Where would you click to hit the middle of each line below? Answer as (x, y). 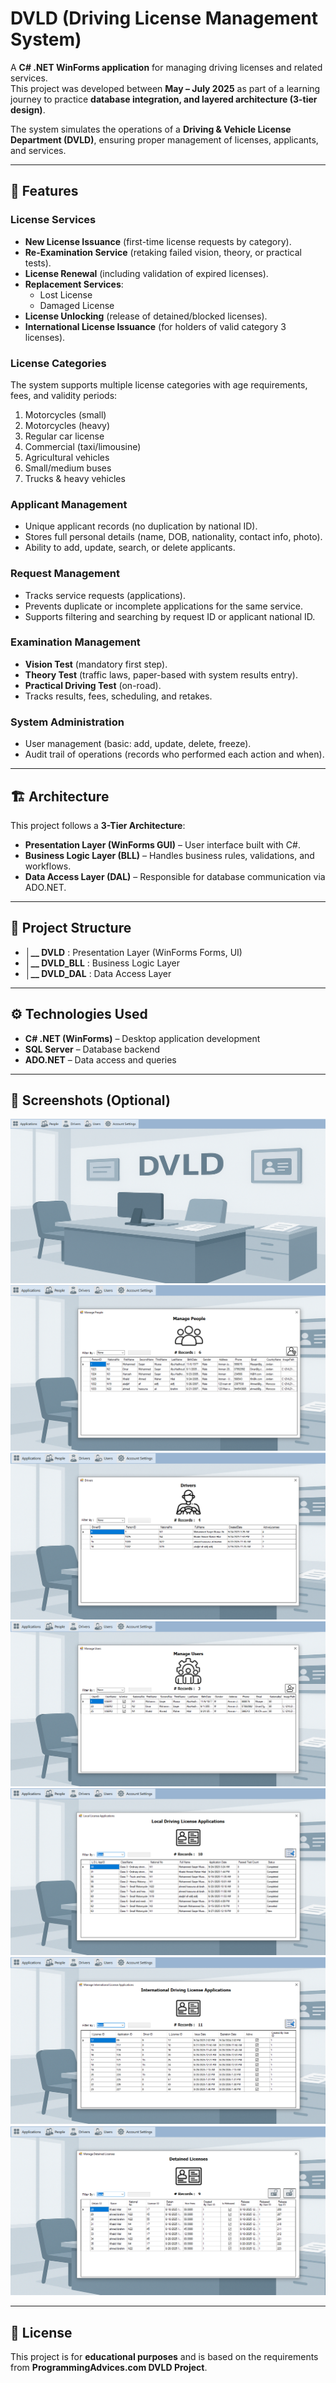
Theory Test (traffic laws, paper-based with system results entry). (161, 674)
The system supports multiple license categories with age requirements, (159, 384)
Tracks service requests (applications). (105, 595)
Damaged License (77, 305)
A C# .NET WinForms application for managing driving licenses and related (166, 67)
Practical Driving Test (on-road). (93, 685)
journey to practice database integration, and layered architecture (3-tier (164, 99)
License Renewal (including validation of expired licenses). (146, 273)
